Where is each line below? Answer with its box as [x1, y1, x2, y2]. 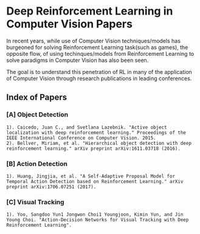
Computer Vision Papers [6, 17, 133, 31]
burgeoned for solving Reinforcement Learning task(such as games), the [6, 44, 188, 51]
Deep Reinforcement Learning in [6, 4, 173, 18]
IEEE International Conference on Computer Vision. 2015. [6, 135, 156, 141]
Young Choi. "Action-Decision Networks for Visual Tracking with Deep [6, 217, 189, 223]
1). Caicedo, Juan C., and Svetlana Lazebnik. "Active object [6, 124, 167, 130]
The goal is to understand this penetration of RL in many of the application [6, 68, 193, 75]
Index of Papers [6, 92, 67, 102]
